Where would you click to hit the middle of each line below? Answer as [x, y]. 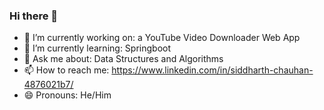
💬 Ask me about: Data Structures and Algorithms [123, 59]
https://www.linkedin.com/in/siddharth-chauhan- [212, 70]
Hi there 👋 [34, 16]
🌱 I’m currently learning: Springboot [97, 48]
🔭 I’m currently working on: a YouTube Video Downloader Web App [162, 38]
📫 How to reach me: [66, 70]
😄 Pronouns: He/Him [67, 95]
